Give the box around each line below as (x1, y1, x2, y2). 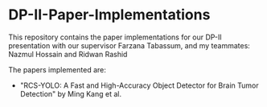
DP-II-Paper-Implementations (8, 6, 211, 24)
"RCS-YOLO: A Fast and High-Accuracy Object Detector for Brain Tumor (19, 80, 259, 90)
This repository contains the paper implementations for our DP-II (8, 32, 223, 42)
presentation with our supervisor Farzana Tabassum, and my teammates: (8, 40, 251, 50)
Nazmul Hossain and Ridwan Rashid (8, 49, 128, 59)
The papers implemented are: (8, 64, 107, 74)
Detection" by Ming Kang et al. (19, 88, 122, 98)
